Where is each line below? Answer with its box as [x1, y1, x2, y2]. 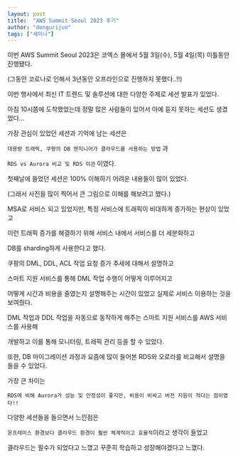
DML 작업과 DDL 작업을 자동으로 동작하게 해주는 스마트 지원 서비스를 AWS [7, 313, 215, 322]
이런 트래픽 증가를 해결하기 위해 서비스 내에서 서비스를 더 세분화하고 [7, 229, 195, 237]
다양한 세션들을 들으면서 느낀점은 [7, 413, 99, 422]
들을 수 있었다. [7, 361, 48, 370]
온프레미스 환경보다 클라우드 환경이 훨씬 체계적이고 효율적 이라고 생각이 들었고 [7, 428, 208, 437]
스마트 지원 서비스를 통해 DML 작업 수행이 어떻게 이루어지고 [7, 274, 173, 283]
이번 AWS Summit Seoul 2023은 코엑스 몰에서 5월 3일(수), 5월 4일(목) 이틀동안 [7, 51, 229, 59]
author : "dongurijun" [7, 24, 72, 31]
